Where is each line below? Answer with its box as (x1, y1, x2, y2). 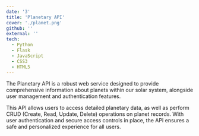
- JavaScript (11, 53, 44, 59)
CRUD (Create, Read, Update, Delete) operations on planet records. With (6, 110, 184, 118)
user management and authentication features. (6, 93, 121, 100)
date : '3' (6, 8, 31, 15)
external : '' (6, 31, 39, 37)
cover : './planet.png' (6, 20, 62, 26)
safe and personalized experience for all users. (6, 123, 121, 131)
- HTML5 (11, 64, 31, 70)
